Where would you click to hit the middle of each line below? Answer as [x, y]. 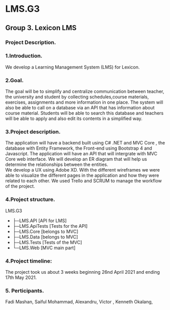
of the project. [20, 186]
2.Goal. [15, 80]
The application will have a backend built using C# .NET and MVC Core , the [85, 143]
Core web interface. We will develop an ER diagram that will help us [76, 159]
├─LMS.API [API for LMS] [40, 221]
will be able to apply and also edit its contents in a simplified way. [74, 118]
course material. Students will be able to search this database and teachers [84, 113]
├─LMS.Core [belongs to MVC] [45, 231]
